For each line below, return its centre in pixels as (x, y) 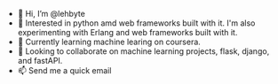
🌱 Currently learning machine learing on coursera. (109, 42)
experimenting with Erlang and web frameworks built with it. (127, 32)
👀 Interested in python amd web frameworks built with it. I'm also (136, 23)
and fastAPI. (40, 61)
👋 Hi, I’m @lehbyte (52, 14)
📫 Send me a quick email (64, 70)
